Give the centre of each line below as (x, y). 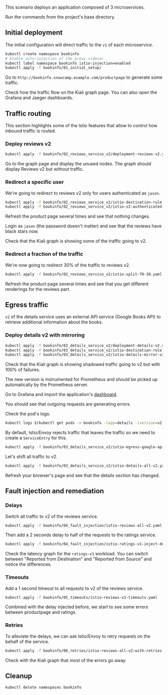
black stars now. (22, 231)
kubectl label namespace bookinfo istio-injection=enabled (68, 63)
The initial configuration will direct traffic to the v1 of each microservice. (79, 45)
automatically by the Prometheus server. (47, 385)
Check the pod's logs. (28, 414)
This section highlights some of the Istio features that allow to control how (81, 126)
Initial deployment (34, 33)
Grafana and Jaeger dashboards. (39, 98)
